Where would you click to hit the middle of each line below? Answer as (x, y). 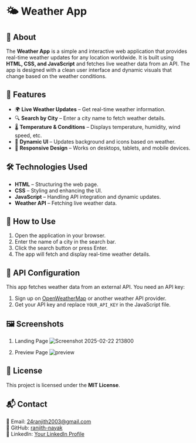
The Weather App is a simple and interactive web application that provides (97, 51)
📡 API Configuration (43, 273)
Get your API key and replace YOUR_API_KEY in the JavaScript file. (93, 305)
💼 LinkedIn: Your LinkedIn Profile (45, 434)
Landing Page (31, 341)
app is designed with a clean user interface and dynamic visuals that (89, 70)
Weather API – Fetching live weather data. (66, 203)
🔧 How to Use (31, 221)
